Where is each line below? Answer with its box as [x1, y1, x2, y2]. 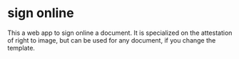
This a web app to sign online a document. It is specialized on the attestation [7, 28, 233, 37]
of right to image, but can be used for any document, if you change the [7, 36, 216, 44]
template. [7, 43, 36, 52]
